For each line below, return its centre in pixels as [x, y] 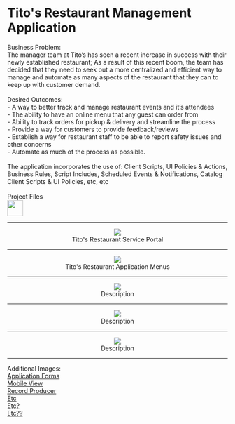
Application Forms [34, 376]
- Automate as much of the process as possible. [76, 152]
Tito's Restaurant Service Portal [117, 239]
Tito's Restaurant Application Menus [117, 266]
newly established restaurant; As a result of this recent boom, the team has [115, 62]
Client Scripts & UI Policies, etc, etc [58, 181]
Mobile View [25, 383]
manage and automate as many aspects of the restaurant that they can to [113, 77]
